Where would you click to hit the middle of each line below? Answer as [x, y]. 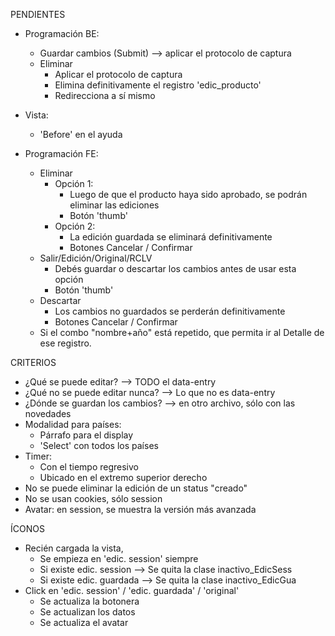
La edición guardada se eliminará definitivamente [171, 237]
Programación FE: [61, 153]
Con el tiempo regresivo [89, 467]
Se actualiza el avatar [84, 622]
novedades [48, 413]
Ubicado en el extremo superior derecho [123, 477]
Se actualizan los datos [87, 612]
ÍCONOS [27, 528]
